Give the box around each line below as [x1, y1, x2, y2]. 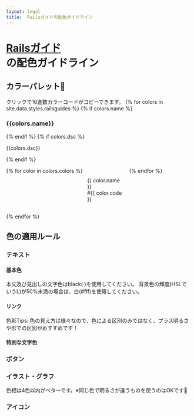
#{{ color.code [87, 189, 122, 196]
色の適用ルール [6, 231, 61, 242]
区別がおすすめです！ [26, 324, 78, 331]
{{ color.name [87, 176, 121, 184]
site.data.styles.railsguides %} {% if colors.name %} [6, 104, 133, 112]
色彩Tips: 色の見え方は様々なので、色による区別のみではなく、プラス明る [6, 317, 184, 324]
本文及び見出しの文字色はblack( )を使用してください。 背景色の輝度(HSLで [6, 281, 187, 288]
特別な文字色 [6, 339, 37, 346]
